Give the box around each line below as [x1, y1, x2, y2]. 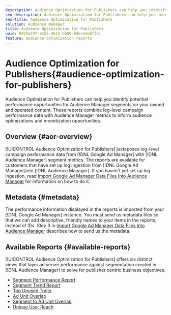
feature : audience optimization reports [5, 36, 93, 41]
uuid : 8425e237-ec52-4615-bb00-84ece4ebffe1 [5, 31, 101, 36]
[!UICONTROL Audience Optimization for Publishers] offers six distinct [5, 256, 153, 262]
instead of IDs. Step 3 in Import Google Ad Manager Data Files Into [5, 223, 145, 229]
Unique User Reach [12, 304, 54, 310]
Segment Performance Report [12, 277, 76, 283]
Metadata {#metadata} [5, 193, 80, 202]
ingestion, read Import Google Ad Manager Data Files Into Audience [5, 173, 148, 179]
